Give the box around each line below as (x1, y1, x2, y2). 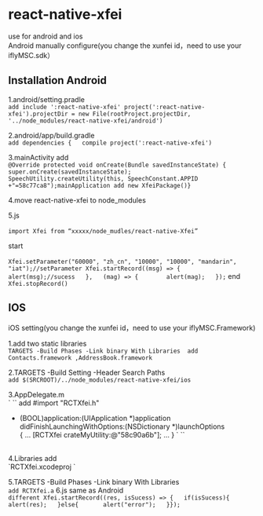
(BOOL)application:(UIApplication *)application (19, 413, 171, 423)
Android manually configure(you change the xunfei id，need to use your (8, 41, 242, 50)
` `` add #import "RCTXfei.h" (8, 398, 100, 408)
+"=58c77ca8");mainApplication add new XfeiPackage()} (8, 181, 192, 189)
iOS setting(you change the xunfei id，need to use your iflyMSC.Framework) (8, 323, 256, 332)
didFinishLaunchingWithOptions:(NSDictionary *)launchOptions (19, 422, 225, 431)
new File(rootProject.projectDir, (78, 110, 192, 118)
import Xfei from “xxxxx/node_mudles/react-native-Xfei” (8, 227, 199, 235)
